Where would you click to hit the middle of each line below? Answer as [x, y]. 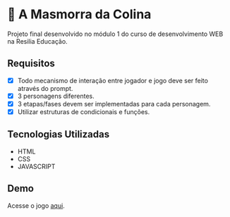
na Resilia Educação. [38, 41]
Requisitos [31, 64]
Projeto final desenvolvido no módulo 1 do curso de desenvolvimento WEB [115, 34]
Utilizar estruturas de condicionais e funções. [84, 111]
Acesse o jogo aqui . [36, 205]
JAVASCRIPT [36, 166]
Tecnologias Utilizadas [59, 134]
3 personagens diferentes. [56, 96]
